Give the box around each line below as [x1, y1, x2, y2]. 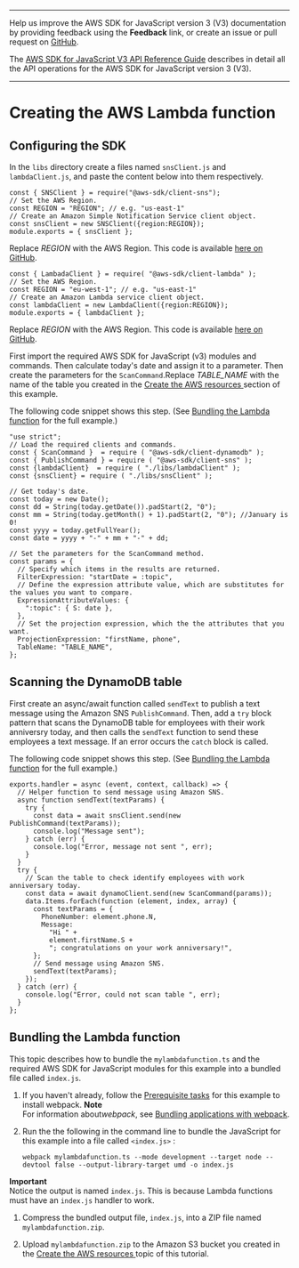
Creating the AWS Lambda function [9, 103, 276, 123]
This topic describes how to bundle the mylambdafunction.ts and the [9, 1054, 261, 1064]
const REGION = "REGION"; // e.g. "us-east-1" [9, 204, 185, 213]
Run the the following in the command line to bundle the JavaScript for [21, 1126, 281, 1136]
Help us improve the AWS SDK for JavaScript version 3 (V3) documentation [9, 18, 287, 28]
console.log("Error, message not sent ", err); [32, 842, 214, 851]
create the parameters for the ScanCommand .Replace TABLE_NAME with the [9, 370, 279, 380]
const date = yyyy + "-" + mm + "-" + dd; [9, 534, 169, 543]
